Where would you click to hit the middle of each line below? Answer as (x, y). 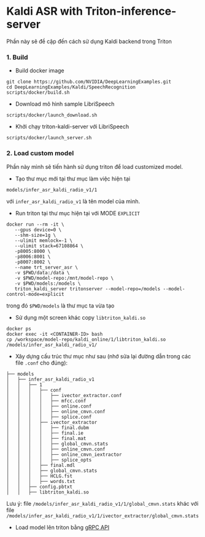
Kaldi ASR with (44, 11)
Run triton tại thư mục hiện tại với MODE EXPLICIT (77, 213)
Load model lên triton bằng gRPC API (62, 527)
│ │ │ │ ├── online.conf (49, 406)
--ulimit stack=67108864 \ (49, 246)
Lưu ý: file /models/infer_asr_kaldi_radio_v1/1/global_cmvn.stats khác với (102, 503)
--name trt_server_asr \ (46, 267)
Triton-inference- (131, 11)
